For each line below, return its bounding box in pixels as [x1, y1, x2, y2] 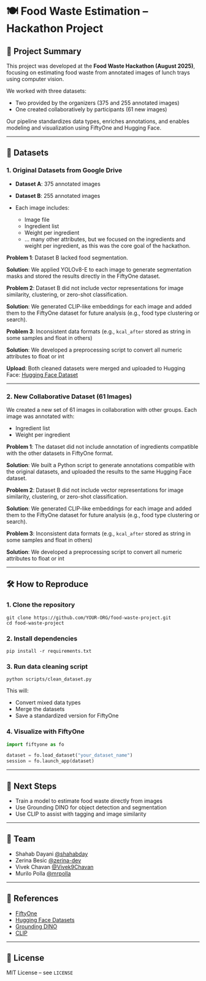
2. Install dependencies [6, 634, 78, 642]
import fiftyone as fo [6, 741, 64, 747]
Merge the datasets [15, 706, 65, 713]
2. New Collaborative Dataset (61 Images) [6, 392, 132, 401]
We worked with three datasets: [6, 87, 87, 95]
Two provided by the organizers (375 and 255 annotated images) [15, 99, 180, 106]
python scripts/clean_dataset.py [6, 676, 92, 682]
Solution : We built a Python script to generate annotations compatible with [6, 461, 195, 468]
